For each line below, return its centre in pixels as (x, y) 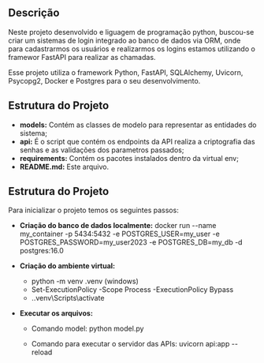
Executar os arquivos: (56, 313)
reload (42, 352)
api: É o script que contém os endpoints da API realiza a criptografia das (137, 141)
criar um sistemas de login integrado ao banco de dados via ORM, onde (125, 40)
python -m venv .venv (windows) (85, 281)
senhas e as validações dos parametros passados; (102, 150)
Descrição (34, 13)
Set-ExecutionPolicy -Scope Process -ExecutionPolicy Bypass (132, 290)
